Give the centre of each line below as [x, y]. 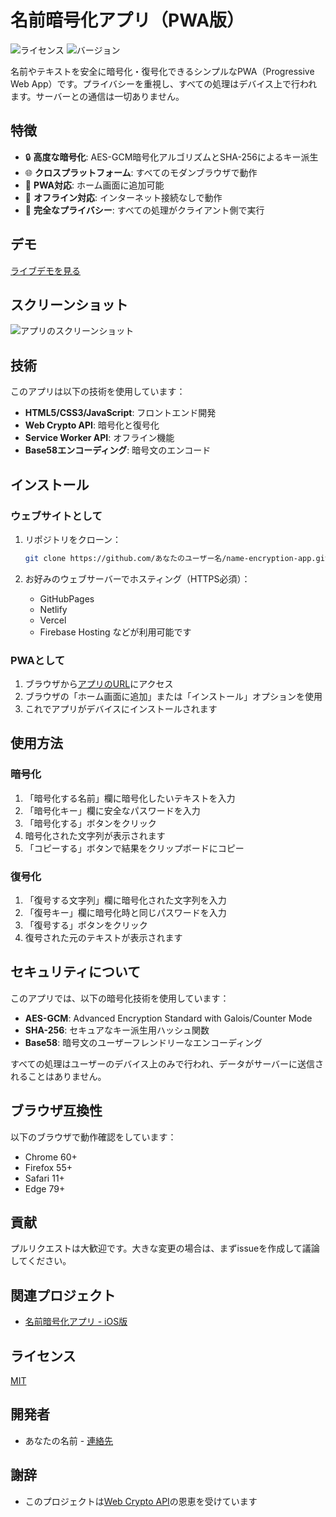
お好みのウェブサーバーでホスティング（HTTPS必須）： [137, 578]
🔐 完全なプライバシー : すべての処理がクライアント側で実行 [144, 210]
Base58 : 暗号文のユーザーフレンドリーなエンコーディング [143, 1042]
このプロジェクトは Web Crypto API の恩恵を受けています [141, 1501]
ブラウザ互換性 [56, 1111]
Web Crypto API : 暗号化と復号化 [92, 425]
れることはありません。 [58, 1076]
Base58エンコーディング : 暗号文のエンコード [118, 450]
